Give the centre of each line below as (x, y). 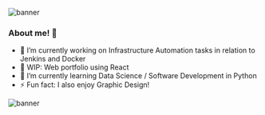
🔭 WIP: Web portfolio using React (74, 67)
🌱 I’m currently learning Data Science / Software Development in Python (138, 76)
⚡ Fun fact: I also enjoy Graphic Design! (85, 85)
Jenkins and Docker (53, 59)
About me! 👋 (33, 33)
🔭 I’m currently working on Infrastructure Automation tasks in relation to (137, 50)
